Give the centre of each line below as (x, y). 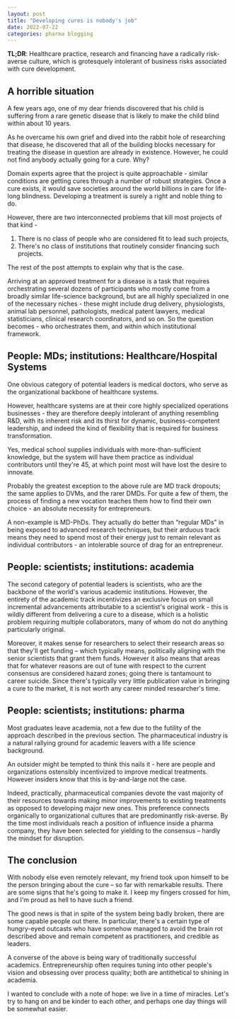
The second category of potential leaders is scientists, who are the (105, 584)
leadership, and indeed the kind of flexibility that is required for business (113, 428)
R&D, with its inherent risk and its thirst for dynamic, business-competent (114, 421)
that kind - (22, 225)
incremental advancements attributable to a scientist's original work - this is (118, 606)
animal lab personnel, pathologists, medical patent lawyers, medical (106, 311)
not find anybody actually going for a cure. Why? (79, 160)
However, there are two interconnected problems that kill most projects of (115, 218)
